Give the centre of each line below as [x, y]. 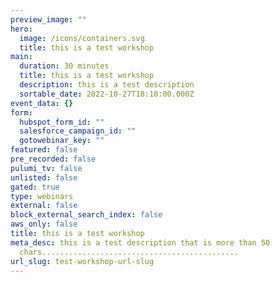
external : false [44, 206]
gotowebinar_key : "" [62, 141]
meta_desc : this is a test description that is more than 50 [140, 242]
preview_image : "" [48, 19]
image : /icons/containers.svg [82, 38]
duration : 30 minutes [64, 66]
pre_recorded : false [53, 159]
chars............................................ [129, 252]
